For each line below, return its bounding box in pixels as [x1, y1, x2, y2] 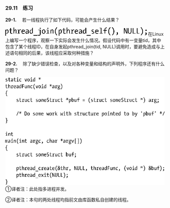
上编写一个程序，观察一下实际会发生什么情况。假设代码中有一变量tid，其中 [5, 37, 161, 43]
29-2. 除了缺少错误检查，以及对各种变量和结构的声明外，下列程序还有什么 [5, 61, 165, 67]
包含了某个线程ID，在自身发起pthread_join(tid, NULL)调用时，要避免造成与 [5, 44, 160, 50]
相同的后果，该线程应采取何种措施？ [18, 50, 94, 56]
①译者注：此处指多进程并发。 [5, 186, 69, 192]
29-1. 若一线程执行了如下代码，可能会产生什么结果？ [5, 17, 120, 23]
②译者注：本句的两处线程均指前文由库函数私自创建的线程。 [5, 196, 132, 202]
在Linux [147, 31, 164, 37]
